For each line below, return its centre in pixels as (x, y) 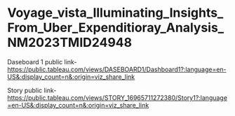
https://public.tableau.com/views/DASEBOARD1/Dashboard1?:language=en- (117, 69)
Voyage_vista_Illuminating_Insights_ (115, 13)
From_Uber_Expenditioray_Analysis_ (116, 28)
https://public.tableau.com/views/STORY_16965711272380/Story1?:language (117, 97)
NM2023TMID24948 (69, 43)
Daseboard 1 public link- (42, 61)
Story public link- (32, 90)
